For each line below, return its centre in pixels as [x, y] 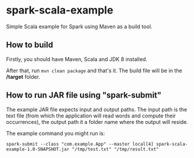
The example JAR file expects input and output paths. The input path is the [97, 109]
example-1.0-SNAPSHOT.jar [38, 149]
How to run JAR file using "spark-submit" [84, 95]
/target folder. [23, 76]
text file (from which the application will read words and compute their [91, 116]
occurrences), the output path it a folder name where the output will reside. [97, 122]
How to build [30, 45]
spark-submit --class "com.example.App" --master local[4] [80, 144]
